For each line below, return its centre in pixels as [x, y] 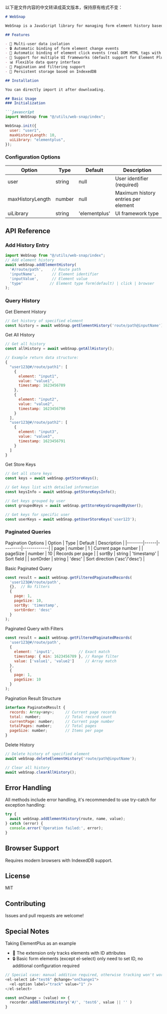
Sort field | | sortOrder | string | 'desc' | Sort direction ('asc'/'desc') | [75, 559]
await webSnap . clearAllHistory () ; [41, 772]
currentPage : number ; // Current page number [62, 721]
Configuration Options [33, 157]
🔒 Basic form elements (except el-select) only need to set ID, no [78, 959]
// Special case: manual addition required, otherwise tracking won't [80, 975]
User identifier [132, 178]
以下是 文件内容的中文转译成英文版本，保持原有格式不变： [64, 7]
